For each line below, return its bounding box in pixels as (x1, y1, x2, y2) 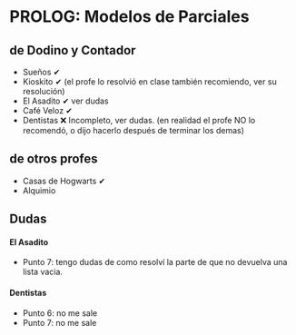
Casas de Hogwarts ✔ (22, 175, 106, 186)
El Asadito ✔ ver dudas (22, 95, 109, 106)
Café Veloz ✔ (22, 105, 73, 115)
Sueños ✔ (22, 66, 61, 77)
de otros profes (9, 152, 98, 167)
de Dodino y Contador (9, 43, 136, 58)
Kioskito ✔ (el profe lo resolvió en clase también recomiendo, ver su (22, 76, 277, 87)
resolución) (22, 86, 65, 96)
